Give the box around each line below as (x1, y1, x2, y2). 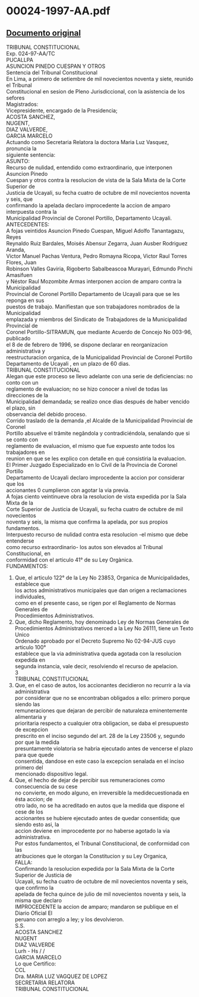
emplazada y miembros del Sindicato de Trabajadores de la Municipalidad (6, 316, 187, 323)
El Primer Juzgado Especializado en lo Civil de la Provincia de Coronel (6, 462, 178, 468)
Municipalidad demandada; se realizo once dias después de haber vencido (6, 398, 190, 405)
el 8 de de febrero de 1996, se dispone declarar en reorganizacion (6, 341, 168, 348)
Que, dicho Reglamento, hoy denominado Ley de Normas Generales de (14, 618, 189, 625)
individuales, (14, 593, 46, 600)
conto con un (6, 379, 39, 386)
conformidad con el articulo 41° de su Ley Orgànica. (6, 556, 134, 563)
